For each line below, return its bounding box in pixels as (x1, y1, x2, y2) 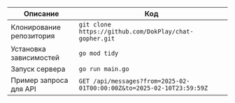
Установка (10, 45, 47, 54)
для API (10, 84, 36, 93)
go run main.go (78, 65, 129, 72)
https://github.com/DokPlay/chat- (78, 28, 194, 35)
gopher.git (78, 35, 115, 42)
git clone (78, 21, 112, 29)
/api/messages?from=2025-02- (93, 77, 190, 85)
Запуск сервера (10, 64, 66, 74)
